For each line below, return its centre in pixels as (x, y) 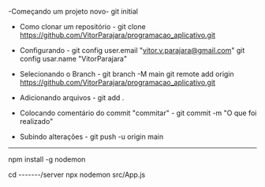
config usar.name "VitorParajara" (73, 59)
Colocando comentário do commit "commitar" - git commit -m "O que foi (138, 113)
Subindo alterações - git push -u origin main (91, 137)
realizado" (36, 121)
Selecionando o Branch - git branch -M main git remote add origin (127, 74)
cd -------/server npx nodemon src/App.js (77, 174)
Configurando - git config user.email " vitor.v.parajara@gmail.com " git (132, 50)
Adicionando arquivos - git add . (72, 97)
